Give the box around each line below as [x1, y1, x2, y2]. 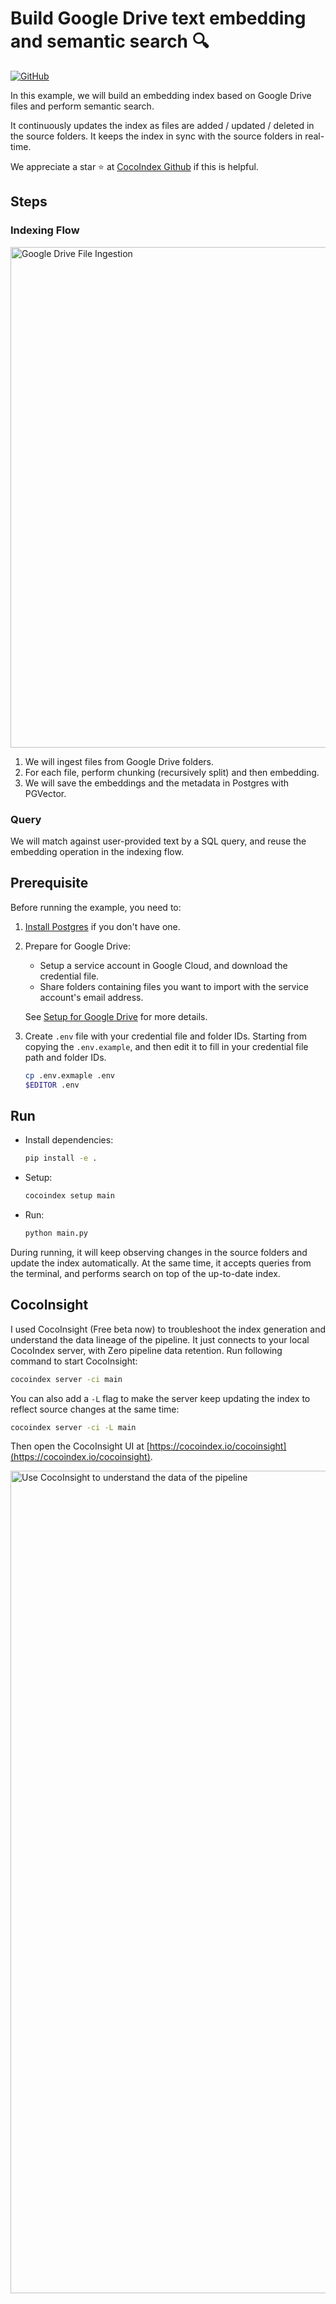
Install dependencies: [24, 1134, 114, 1146]
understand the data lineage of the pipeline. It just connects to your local [10, 1333, 310, 1346]
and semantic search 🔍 [10, 30, 210, 53]
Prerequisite [10, 875, 89, 892]
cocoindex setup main [24, 1191, 115, 1201]
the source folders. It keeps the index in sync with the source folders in [10, 130, 303, 142]
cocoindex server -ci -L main [10, 1422, 137, 1432]
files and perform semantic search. [10, 100, 155, 112]
